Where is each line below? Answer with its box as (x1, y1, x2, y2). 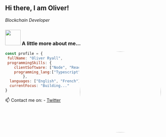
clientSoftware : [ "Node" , (14, 65, 68, 70)
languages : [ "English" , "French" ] (9, 79, 81, 84)
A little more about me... (21, 40, 81, 46)
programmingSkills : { (7, 60, 52, 65)
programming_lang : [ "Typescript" (14, 69, 81, 75)
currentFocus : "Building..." (9, 84, 70, 89)
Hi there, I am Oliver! (5, 4, 69, 12)
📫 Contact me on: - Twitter (5, 97, 61, 103)
